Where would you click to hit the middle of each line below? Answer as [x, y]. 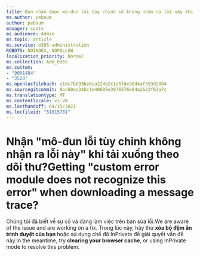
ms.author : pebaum [29, 17]
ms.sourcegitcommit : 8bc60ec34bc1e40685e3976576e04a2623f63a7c [87, 90]
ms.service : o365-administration [48, 45]
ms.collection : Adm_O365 [37, 62]
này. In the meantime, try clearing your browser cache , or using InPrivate [96, 240]
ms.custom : [20, 67]
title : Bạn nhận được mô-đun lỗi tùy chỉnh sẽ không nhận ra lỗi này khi [100, 12]
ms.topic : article [29, 39]
